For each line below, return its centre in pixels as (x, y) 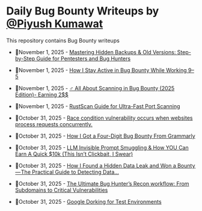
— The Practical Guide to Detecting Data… (67, 172)
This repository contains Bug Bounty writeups (63, 40)
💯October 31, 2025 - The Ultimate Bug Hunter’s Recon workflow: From (102, 183)
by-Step (25, 58)
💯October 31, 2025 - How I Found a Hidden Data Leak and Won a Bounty (105, 165)
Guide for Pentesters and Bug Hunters (83, 58)
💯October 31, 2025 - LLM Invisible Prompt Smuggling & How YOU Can (102, 147)
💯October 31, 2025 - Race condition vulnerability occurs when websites (104, 118)
